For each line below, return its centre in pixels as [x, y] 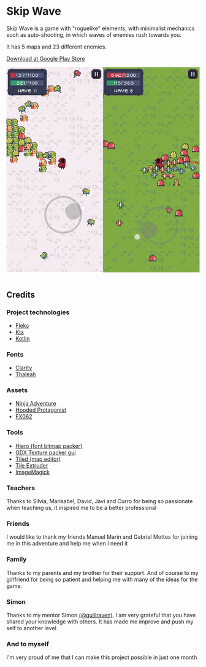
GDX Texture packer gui [45, 452]
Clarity [24, 368]
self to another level [32, 628]
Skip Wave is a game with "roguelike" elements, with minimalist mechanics [101, 28]
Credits [21, 295]
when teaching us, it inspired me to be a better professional [82, 508]
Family [17, 560]
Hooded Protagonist [40, 410]
